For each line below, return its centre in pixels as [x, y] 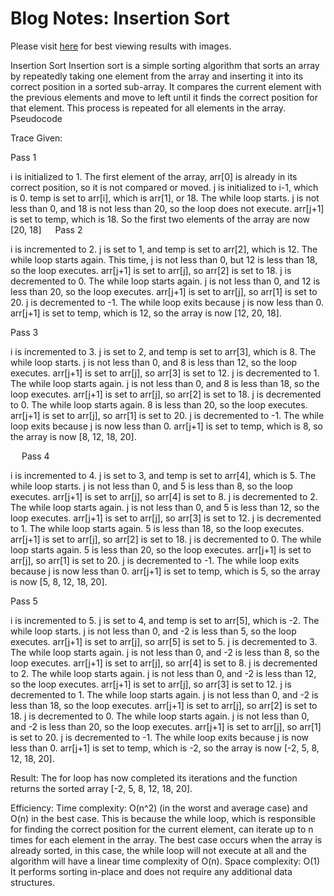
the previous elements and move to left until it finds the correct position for [164, 97]
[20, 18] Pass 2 [46, 229]
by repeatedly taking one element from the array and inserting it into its [157, 76]
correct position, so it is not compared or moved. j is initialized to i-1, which [164, 187]
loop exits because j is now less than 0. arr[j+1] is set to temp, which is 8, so [166, 426]
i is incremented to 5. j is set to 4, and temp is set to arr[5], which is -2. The [165, 620]
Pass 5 [24, 601]
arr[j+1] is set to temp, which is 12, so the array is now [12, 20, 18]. [146, 313]
